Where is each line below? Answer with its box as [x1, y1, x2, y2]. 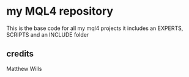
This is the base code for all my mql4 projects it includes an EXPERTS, [6, 24, 183, 32]
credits [6, 49, 34, 59]
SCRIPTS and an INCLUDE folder [6, 31, 89, 38]
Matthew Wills [6, 65, 42, 72]
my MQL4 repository [6, 4, 114, 18]
